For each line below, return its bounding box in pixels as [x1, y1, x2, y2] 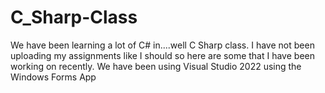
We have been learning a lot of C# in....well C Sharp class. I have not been [10, 39, 315, 51]
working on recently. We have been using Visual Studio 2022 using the [10, 60, 302, 72]
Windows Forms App [10, 71, 97, 83]
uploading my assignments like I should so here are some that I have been [10, 49, 315, 61]
